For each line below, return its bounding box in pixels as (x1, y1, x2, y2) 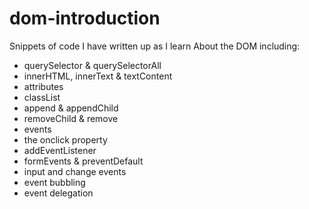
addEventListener (23, 144, 97, 156)
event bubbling (23, 176, 86, 188)
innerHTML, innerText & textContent (23, 70, 173, 82)
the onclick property (23, 133, 108, 146)
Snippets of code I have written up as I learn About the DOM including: (9, 40, 301, 52)
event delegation (23, 187, 94, 199)
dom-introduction (9, 7, 161, 30)
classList (23, 91, 61, 103)
